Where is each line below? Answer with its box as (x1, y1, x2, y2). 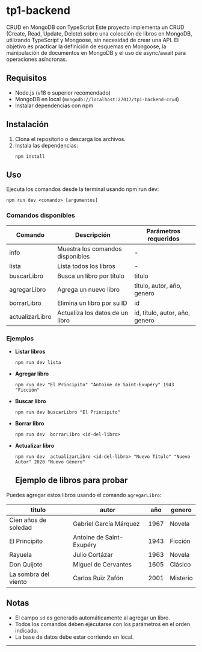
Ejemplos (6, 334, 34, 342)
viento (9, 577, 27, 586)
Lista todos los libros (57, 262, 116, 270)
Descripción (75, 230, 111, 239)
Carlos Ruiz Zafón (73, 574, 123, 582)
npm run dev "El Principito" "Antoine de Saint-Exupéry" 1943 (14, 381, 174, 387)
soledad (9, 523, 32, 531)
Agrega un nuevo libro (57, 285, 120, 293)
